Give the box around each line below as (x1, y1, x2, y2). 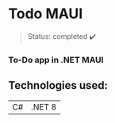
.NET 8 (30, 101, 57, 112)
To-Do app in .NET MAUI (8, 54, 104, 65)
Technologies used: (8, 79, 109, 92)
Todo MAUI (8, 5, 83, 23)
